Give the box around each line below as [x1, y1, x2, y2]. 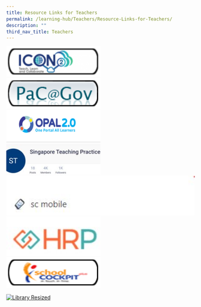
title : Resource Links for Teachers [6, 10, 98, 16]
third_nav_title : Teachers [6, 29, 74, 35]
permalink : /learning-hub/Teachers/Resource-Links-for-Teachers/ [6, 16, 172, 22]
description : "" [6, 22, 47, 28]
